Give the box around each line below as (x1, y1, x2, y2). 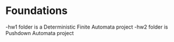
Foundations (5, 4, 68, 17)
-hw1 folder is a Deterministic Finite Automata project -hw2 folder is (5, 23, 169, 30)
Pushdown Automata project (5, 29, 74, 36)
